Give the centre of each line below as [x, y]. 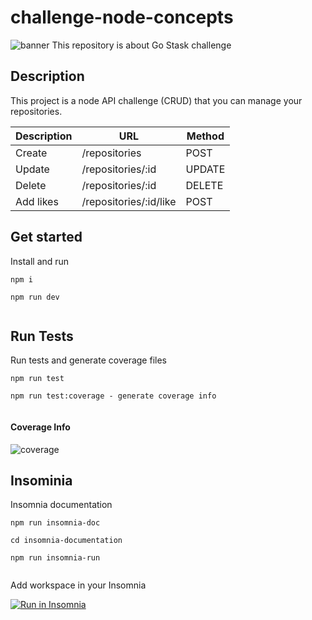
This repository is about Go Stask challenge [141, 45]
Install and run [40, 261]
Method [205, 136]
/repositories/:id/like [129, 201]
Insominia [41, 480]
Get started [46, 237]
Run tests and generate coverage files [88, 360]
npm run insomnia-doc [55, 523]
